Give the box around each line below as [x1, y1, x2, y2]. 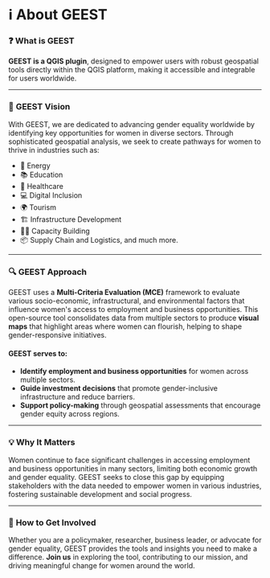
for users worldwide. [8, 73, 77, 84]
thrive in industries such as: [8, 145, 100, 154]
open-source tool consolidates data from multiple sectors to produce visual [8, 314, 260, 323]
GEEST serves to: [8, 348, 68, 358]
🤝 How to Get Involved [8, 517, 96, 528]
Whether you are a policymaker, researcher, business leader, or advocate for [8, 535, 262, 544]
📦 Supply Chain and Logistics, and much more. [19, 235, 178, 244]
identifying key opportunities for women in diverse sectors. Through [8, 128, 234, 137]
